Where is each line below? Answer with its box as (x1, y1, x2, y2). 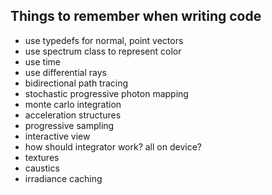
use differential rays (24, 66, 107, 78)
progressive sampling (24, 119, 115, 131)
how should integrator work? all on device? (24, 140, 202, 153)
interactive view (24, 130, 91, 142)
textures (24, 151, 60, 163)
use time (24, 55, 61, 68)
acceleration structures (24, 109, 122, 121)
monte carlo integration (24, 98, 122, 110)
